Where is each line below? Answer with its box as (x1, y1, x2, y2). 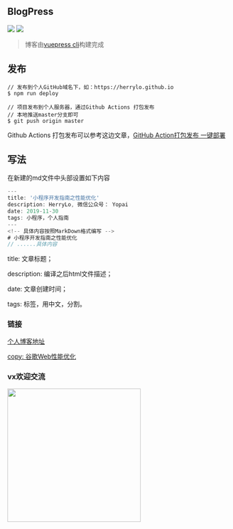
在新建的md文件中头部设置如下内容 (7, 173, 110, 182)
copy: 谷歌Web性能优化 (7, 352, 77, 360)
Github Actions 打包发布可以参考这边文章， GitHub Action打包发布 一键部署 (7, 131, 226, 139)
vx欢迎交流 (7, 371, 45, 381)
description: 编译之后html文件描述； (7, 269, 113, 278)
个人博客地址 (7, 337, 45, 346)
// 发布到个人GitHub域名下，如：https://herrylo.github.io (7, 83, 174, 91)
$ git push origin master (7, 117, 84, 124)
